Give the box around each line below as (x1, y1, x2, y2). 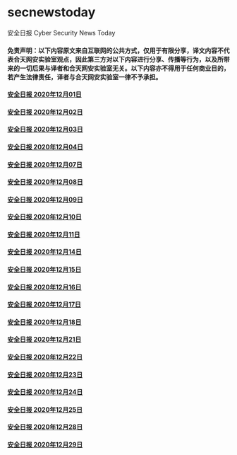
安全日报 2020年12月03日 (7, 125, 83, 134)
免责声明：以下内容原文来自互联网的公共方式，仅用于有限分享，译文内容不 (7, 46, 224, 54)
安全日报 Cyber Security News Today (7, 28, 116, 37)
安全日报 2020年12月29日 (7, 440, 83, 449)
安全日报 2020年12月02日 (7, 108, 83, 116)
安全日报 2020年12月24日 (7, 388, 83, 396)
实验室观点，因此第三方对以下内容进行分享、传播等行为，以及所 (37, 54, 224, 64)
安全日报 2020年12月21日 (7, 335, 82, 344)
